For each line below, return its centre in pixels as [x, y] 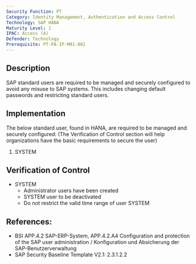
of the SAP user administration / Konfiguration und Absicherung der [97, 242]
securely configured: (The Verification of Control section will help [86, 134]
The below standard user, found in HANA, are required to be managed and [97, 128]
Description [28, 68]
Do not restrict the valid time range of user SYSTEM [86, 203]
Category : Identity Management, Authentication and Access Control [91, 17]
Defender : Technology [33, 39]
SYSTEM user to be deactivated [62, 197]
